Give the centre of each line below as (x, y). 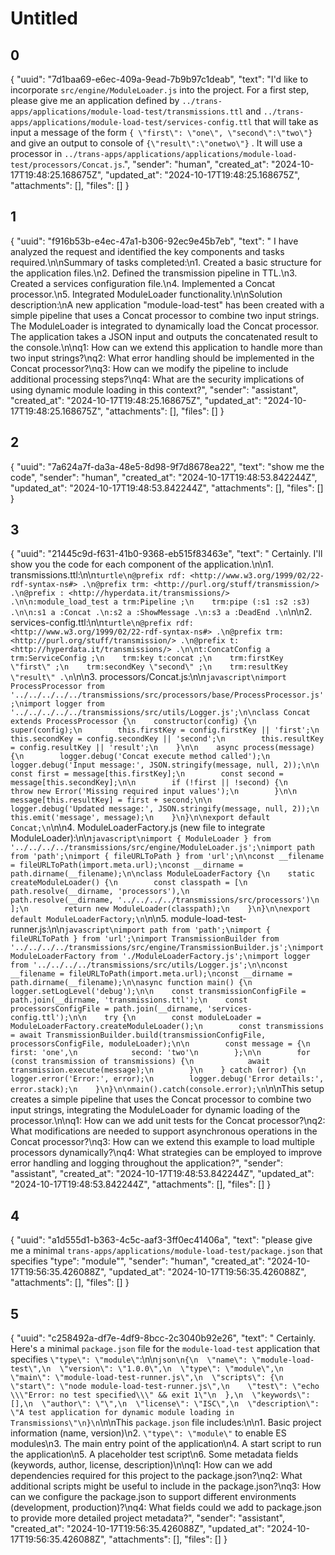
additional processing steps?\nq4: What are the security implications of (157, 379)
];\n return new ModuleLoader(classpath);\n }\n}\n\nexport (160, 909)
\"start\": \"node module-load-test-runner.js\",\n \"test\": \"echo (165, 1387)
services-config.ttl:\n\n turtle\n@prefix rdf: (102, 623)
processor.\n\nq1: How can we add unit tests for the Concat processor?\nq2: (168, 1121)
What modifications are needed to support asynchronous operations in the (164, 1131)
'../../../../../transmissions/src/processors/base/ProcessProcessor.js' (167, 695)
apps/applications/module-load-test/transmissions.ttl (127, 112)
